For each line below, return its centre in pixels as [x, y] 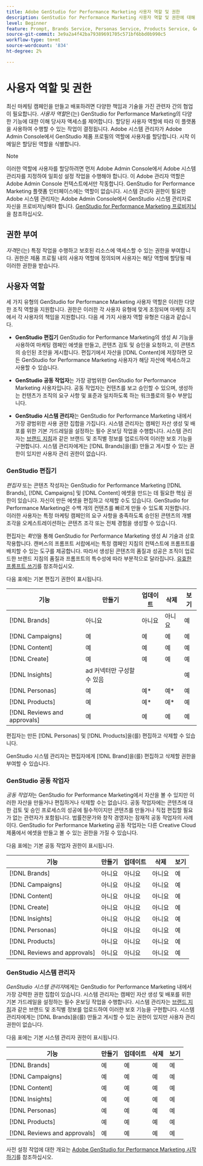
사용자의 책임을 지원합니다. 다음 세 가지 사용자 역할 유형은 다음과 [99, 317]
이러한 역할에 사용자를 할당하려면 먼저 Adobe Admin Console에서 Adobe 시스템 [101, 168]
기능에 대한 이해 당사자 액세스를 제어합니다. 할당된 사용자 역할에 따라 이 [96, 121]
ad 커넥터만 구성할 [110, 670]
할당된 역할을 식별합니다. [51, 144]
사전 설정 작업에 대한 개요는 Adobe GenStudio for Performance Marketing [96, 1150]
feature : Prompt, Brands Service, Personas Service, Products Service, [98, 29]
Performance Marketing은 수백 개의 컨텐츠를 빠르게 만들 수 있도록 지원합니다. [98, 507]
